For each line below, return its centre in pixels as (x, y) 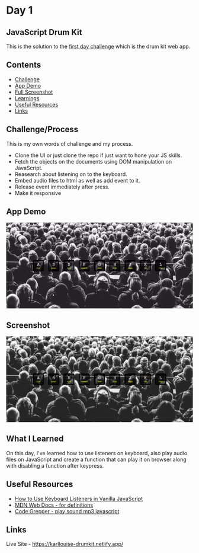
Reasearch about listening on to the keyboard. (71, 174)
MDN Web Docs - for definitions (54, 505)
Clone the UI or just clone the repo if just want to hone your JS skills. (98, 155)
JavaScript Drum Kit (44, 32)
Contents (24, 65)
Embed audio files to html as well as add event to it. (77, 180)
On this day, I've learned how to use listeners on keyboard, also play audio (97, 453)
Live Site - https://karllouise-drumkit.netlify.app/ (65, 544)
